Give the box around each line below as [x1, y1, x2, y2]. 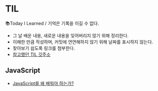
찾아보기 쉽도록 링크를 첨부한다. [12, 45, 75, 51]
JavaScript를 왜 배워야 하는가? [12, 80, 74, 86]
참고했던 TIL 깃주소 [12, 51, 51, 57]
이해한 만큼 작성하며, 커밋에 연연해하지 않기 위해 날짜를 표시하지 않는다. [12, 39, 153, 45]
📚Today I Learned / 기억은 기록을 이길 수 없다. [5, 20, 99, 26]
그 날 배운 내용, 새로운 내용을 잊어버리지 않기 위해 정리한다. [12, 32, 129, 38]
